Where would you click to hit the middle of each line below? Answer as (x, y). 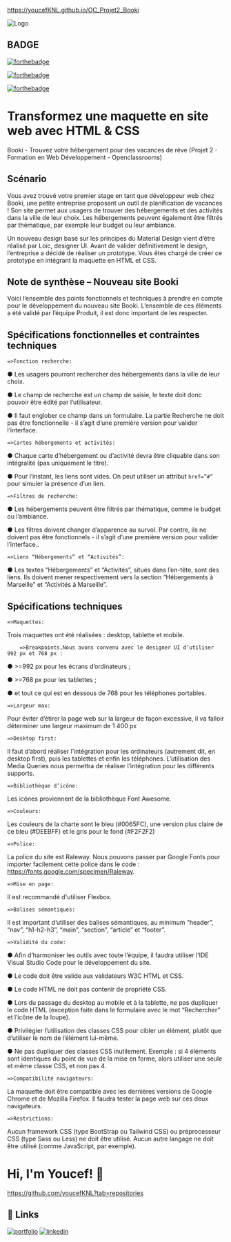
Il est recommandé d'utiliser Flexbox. (60, 897)
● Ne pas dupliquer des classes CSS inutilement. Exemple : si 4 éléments (112, 1051)
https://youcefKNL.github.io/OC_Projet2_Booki (73, 10)
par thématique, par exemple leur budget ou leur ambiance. (92, 225)
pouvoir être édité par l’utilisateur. (55, 402)
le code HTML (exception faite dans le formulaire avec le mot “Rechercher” (114, 1010)
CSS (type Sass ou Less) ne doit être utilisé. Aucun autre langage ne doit (110, 1139)
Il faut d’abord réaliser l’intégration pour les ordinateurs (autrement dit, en (111, 751)
